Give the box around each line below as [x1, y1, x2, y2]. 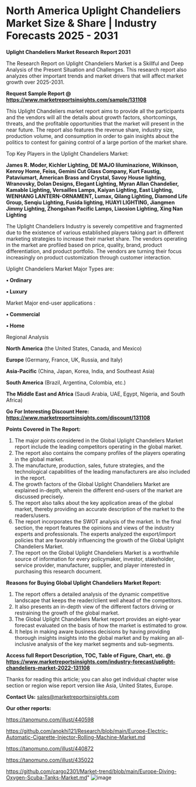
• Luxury [6, 288, 27, 295]
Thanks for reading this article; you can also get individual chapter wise [6, 675, 178, 683]
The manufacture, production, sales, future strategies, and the [14, 462, 165, 469]
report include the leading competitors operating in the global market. [14, 443, 183, 450]
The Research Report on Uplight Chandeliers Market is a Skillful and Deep [6, 60, 184, 67]
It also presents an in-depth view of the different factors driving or [14, 603, 174, 610]
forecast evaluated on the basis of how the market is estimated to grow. [14, 622, 187, 629]
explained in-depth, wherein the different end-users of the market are [14, 487, 183, 494]
